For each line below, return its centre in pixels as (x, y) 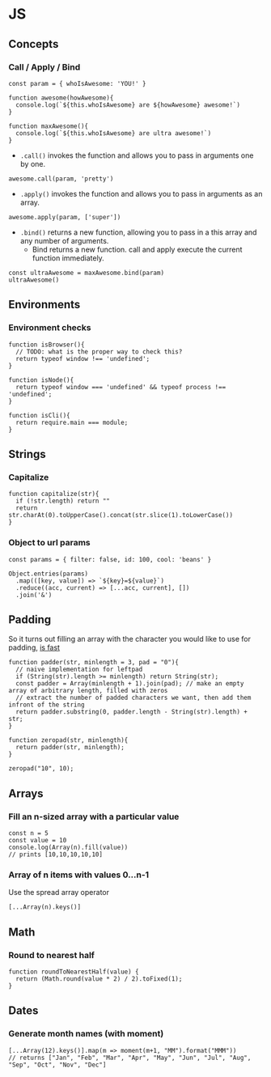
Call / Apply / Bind (44, 67)
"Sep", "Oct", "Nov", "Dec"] (57, 1065)
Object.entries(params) (49, 574)
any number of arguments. (64, 240)
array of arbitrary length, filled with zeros (88, 691)
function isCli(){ (39, 415)
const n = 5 (28, 833)
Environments (44, 305)
